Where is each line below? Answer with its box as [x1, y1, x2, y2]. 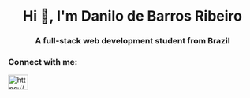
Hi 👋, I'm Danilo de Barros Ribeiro [22, 7, 243, 25]
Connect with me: [8, 57, 78, 68]
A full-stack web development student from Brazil [35, 36, 230, 47]
